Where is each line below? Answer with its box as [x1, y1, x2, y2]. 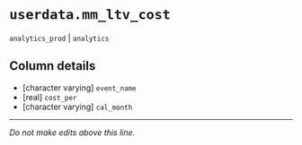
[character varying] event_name [22, 82, 137, 93]
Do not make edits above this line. [9, 127, 136, 138]
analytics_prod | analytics [9, 32, 110, 43]
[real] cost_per [22, 91, 77, 102]
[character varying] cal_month [22, 101, 133, 112]
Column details [9, 58, 96, 73]
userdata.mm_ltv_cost [9, 6, 171, 23]
